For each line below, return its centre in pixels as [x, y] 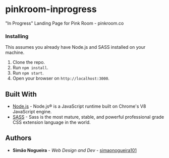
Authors [18, 138]
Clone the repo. [29, 62]
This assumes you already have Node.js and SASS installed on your [75, 47]
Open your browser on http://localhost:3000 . [61, 78]
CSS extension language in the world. [51, 122]
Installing [17, 36]
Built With [21, 94]
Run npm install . [31, 68]
